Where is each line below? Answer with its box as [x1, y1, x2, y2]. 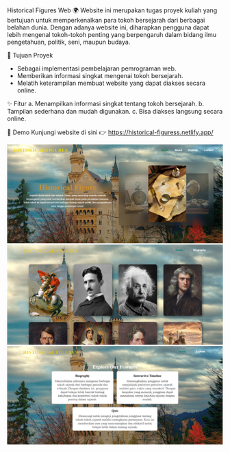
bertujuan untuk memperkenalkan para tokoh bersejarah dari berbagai [7, 16, 205, 24]
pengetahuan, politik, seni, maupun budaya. [7, 38, 131, 46]
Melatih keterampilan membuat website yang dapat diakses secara [16, 79, 206, 87]
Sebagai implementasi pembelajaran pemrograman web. [16, 64, 177, 73]
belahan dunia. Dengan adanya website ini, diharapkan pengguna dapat [7, 23, 209, 32]
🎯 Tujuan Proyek [7, 51, 53, 59]
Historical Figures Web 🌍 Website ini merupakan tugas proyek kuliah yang [7, 6, 218, 14]
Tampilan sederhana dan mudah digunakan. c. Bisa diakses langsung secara [7, 108, 223, 115]
